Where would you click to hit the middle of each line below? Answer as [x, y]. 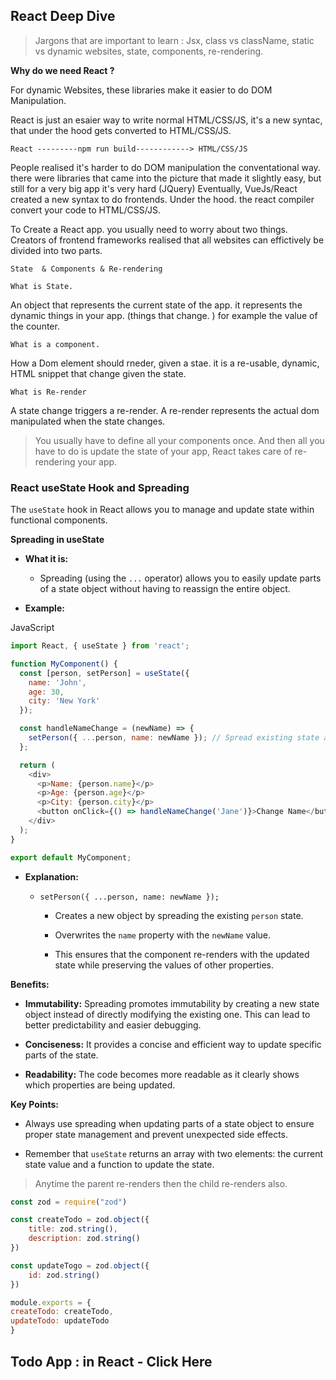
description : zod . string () [84, 1239]
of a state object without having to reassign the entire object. [165, 589]
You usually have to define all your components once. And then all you [179, 440]
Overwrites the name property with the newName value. [163, 935]
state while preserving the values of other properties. [164, 965]
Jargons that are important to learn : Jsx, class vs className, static [174, 40]
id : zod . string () [64, 1275]
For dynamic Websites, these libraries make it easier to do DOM [141, 90]
